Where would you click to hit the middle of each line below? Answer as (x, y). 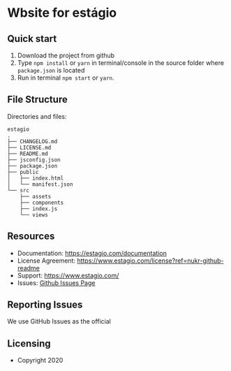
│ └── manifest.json (40, 184)
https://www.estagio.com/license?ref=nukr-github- (150, 261)
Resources (31, 237)
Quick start (32, 39)
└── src (18, 190)
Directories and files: (37, 116)
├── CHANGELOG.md (32, 141)
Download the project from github (66, 55)
